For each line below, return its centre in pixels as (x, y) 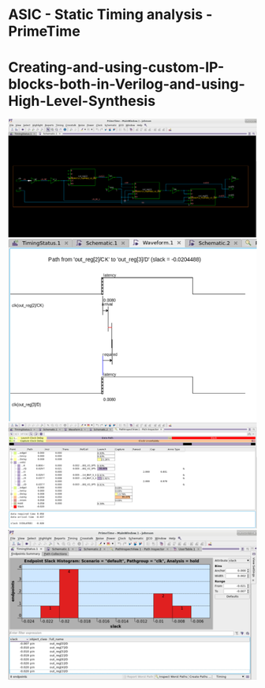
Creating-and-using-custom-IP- (116, 68)
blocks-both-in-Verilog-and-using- (127, 84)
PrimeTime (44, 31)
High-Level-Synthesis (82, 101)
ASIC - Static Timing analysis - (110, 15)
